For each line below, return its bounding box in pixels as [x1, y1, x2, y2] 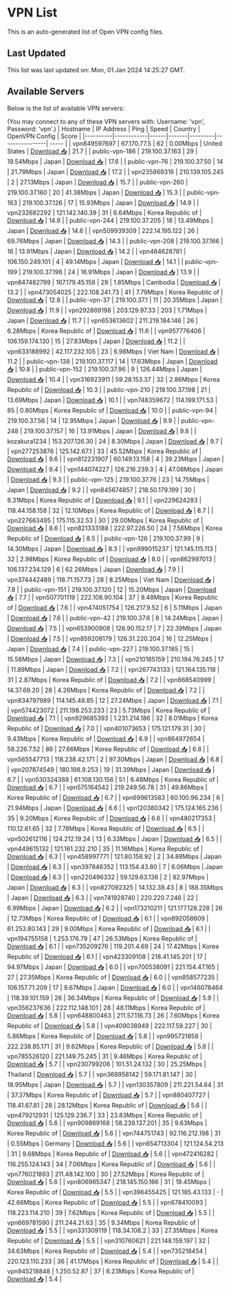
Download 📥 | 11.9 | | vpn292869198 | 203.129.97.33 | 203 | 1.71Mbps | [7, 306, 208, 314]
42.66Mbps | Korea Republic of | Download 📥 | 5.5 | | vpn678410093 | [7, 1198, 208, 1206]
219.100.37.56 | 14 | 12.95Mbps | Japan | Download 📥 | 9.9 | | [7, 416, 180, 424]
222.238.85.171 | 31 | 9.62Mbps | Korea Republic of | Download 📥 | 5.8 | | [7, 1042, 214, 1050]
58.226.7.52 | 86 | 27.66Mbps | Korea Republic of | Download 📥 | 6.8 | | [7, 745, 210, 753]
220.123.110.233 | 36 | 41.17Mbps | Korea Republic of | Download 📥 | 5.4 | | [7, 1257, 219, 1265]
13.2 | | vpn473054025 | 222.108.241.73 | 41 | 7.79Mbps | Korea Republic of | [7, 287, 223, 296]
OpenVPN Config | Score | [7, 132, 81, 140]
